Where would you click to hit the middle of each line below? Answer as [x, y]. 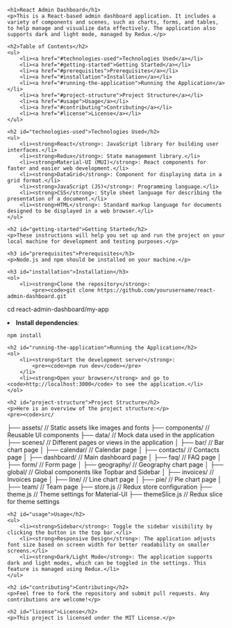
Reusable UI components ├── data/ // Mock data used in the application [111, 435]
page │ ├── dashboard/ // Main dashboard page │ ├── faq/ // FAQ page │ [114, 457]
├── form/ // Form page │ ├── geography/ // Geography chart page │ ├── [115, 464]
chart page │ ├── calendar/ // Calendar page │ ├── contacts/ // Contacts [114, 450]
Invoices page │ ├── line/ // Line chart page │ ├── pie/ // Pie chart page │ [115, 479]
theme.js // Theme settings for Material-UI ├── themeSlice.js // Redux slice [115, 494]
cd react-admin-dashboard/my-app [58, 309]
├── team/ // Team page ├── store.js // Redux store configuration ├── [110, 487]
